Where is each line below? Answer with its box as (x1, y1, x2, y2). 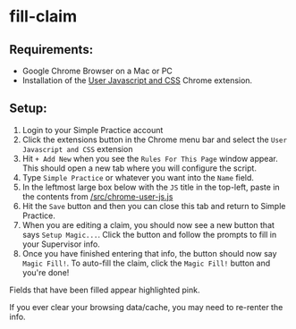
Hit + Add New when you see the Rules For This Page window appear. (21, 153, 279, 164)
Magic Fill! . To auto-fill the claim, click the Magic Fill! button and (21, 257, 271, 268)
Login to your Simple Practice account (21, 124, 164, 135)
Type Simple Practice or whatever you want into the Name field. (21, 172, 255, 182)
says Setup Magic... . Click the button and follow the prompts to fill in (21, 229, 277, 240)
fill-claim (9, 6, 78, 27)
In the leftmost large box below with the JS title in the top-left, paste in (21, 181, 280, 192)
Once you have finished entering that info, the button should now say (21, 248, 277, 258)
